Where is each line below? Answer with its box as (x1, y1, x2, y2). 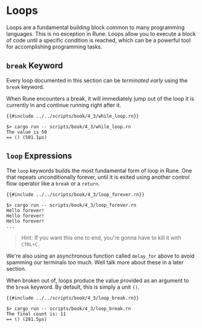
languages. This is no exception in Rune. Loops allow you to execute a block (6, 30, 197, 37)
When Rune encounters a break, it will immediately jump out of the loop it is (6, 95, 195, 102)
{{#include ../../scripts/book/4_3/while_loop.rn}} (6, 113, 139, 119)
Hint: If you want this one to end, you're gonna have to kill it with (21, 234, 181, 241)
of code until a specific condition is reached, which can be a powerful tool (6, 36, 191, 44)
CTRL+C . (21, 240, 39, 247)
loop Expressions (6, 151, 73, 161)
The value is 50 (6, 129, 47, 135)
